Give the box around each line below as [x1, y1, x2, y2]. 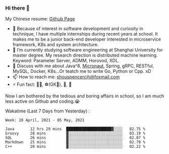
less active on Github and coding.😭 [5, 98, 80, 104]
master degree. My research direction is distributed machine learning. [12, 52, 158, 58]
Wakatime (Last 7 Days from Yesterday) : [5, 108, 90, 114]
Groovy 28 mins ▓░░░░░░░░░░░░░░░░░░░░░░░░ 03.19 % [5, 131, 145, 136]
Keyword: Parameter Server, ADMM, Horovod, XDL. [12, 58, 120, 64]
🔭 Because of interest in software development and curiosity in [12, 26, 144, 32]
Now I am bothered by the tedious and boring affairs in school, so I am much [5, 93, 164, 99]
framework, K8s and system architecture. [12, 42, 99, 48]
